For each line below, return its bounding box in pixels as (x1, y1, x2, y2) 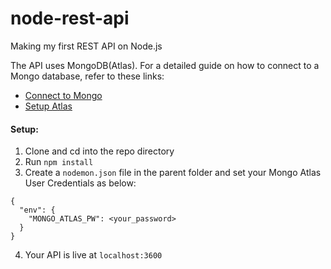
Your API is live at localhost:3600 (24, 249, 163, 261)
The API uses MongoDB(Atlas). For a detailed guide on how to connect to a (10, 59, 320, 71)
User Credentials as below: (24, 177, 137, 189)
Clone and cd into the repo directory (24, 145, 175, 157)
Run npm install (24, 156, 94, 168)
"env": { (19, 205, 56, 216)
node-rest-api (10, 7, 130, 30)
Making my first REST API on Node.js (10, 40, 163, 52)
